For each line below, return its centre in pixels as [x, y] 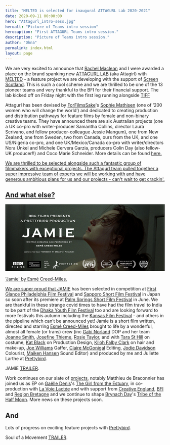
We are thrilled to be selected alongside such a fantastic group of [73, 163]
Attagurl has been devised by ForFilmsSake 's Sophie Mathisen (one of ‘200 [84, 105]
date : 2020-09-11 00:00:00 [34, 16]
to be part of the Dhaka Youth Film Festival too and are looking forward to [82, 310]
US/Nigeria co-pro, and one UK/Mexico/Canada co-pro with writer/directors [84, 142]
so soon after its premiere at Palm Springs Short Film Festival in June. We [82, 300]
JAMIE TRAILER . [22, 368]
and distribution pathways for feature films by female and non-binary [77, 116]
